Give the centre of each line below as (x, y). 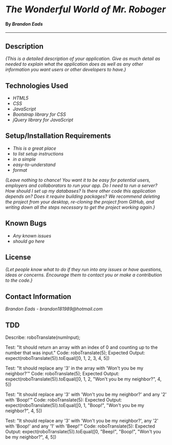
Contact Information (38, 297)
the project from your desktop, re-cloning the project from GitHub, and (80, 201)
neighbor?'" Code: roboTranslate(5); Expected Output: (62, 374)
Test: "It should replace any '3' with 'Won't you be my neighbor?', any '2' (82, 421)
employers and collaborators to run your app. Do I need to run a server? (81, 185)
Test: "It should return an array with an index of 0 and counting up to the (81, 348)
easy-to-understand (34, 165)
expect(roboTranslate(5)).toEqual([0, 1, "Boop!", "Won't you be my (75, 406)
